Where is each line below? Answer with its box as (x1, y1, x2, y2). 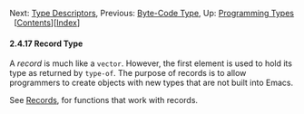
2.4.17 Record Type (9, 38, 83, 49)
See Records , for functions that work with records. (9, 95, 198, 106)
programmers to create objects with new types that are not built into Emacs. (9, 77, 293, 89)
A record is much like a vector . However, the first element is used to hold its (9, 58, 293, 69)
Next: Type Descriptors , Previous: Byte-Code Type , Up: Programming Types (9, 8, 295, 18)
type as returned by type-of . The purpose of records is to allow (9, 68, 247, 79)
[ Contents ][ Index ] (13, 17, 81, 28)
